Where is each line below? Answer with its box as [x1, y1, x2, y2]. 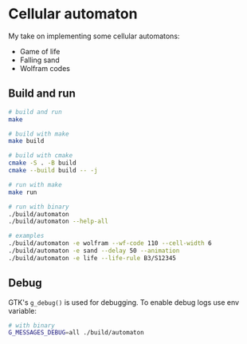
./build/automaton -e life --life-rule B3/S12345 [8, 254, 177, 262]
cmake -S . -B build [8, 159, 77, 168]
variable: [8, 306, 37, 315]
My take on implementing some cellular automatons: [8, 31, 180, 41]
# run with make [8, 180, 62, 188]
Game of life [19, 46, 61, 56]
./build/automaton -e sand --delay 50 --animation [8, 247, 180, 255]
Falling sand [19, 55, 60, 65]
